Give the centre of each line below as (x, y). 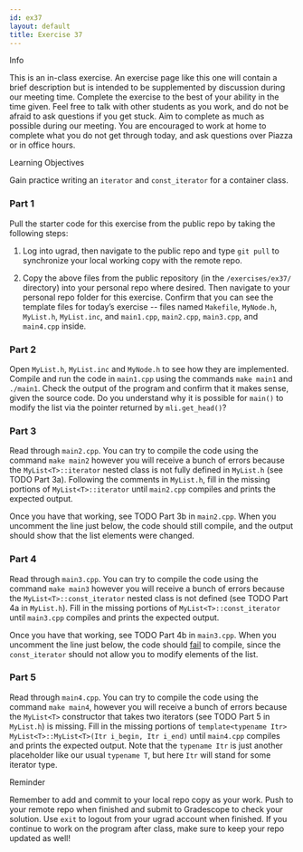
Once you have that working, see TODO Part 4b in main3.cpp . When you (143, 635)
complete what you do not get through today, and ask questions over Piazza (151, 136)
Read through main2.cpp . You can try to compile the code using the (134, 451)
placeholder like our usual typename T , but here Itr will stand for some (140, 755)
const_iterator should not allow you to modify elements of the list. (134, 654)
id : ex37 (26, 18)
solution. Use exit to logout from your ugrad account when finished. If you (148, 818)
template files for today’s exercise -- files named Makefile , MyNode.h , (150, 306)
